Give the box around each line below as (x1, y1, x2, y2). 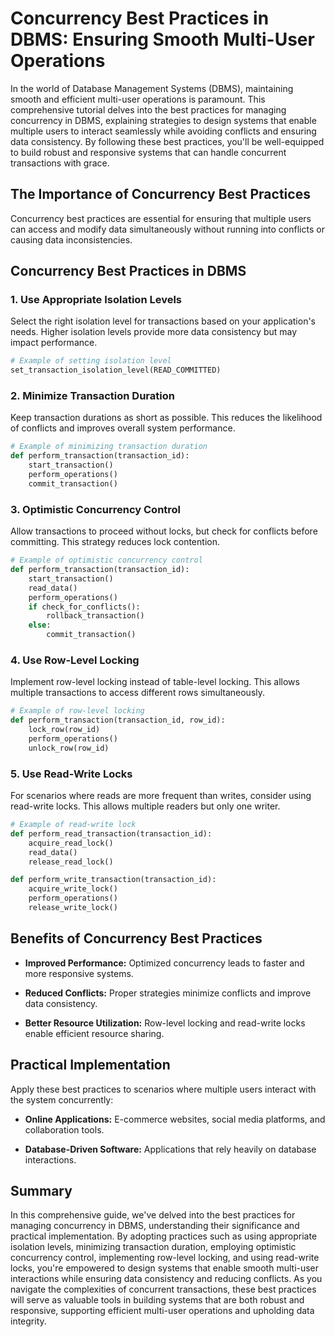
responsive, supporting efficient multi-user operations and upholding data (10, 1305, 315, 1317)
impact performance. (10, 337, 98, 349)
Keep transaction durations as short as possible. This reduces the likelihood (10, 412, 323, 424)
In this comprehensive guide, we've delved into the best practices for (10, 1209, 296, 1221)
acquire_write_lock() (28, 884, 118, 894)
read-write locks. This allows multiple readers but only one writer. (10, 800, 281, 812)
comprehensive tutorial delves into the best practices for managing (10, 103, 287, 116)
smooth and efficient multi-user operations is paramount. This (10, 93, 266, 105)
